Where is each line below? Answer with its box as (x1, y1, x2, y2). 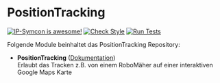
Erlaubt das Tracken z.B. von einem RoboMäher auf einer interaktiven (16, 61, 214, 69)
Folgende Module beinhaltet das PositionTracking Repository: (7, 40, 180, 48)
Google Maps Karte (16, 68, 72, 76)
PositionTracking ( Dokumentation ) (16, 53, 116, 62)
